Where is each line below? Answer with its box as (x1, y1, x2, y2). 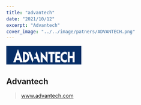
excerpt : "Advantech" (6, 22, 61, 28)
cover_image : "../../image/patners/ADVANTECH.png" (6, 29, 136, 35)
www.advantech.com (20, 92, 74, 100)
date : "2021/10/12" (6, 16, 55, 22)
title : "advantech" (6, 10, 55, 16)
